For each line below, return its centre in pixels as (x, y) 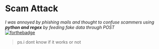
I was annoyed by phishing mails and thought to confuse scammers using (80, 22)
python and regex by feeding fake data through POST (60, 27)
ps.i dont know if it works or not (49, 42)
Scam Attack (32, 9)
